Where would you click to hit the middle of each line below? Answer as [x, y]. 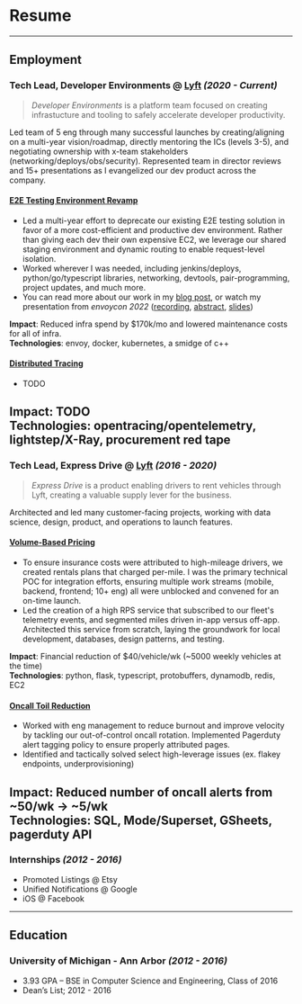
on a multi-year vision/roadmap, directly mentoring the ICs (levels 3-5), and [149, 141]
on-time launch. [52, 600]
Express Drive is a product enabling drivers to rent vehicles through [156, 485]
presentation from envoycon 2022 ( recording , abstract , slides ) [138, 306]
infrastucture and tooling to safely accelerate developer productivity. [158, 114]
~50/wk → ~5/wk [59, 806]
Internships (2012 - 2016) [66, 860]
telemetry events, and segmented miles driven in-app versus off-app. [151, 619]
